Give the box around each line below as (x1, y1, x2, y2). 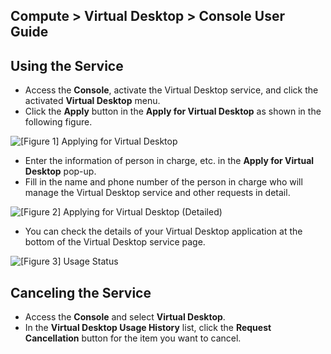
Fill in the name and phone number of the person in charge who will (24, 176, 303, 188)
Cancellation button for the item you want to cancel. (24, 332, 242, 344)
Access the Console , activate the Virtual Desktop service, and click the (24, 84, 319, 96)
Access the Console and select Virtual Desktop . (24, 311, 226, 323)
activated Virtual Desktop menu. (24, 95, 161, 107)
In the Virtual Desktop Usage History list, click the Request (24, 322, 272, 334)
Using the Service (10, 57, 124, 74)
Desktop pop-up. (24, 165, 97, 178)
